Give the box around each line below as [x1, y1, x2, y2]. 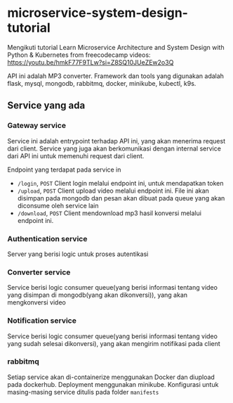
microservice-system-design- [7, 5, 188, 21]
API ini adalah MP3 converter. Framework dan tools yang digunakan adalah [7, 72, 225, 80]
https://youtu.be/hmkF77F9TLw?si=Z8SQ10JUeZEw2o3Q [7, 58, 174, 66]
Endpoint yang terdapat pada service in [7, 165, 121, 174]
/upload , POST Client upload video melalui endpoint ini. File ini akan [17, 186, 209, 195]
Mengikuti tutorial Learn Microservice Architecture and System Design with [7, 43, 225, 51]
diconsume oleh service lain [17, 201, 99, 210]
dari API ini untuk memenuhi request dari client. [7, 151, 145, 160]
